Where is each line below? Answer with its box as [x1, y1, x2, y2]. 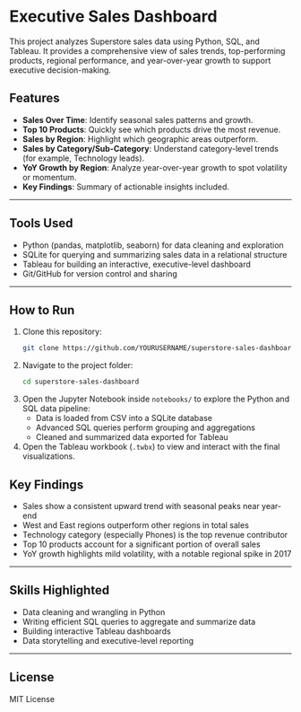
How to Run [9, 303, 75, 318]
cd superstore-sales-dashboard [21, 377, 140, 387]
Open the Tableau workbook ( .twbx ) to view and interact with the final [21, 442, 280, 453]
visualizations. [21, 451, 76, 461]
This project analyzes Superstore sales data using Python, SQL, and [9, 36, 260, 47]
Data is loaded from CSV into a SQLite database [35, 413, 213, 424]
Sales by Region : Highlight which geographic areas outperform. [21, 133, 259, 145]
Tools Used [9, 215, 73, 231]
